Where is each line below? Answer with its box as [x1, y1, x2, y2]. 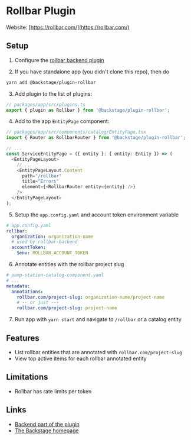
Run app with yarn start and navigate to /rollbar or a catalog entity [14, 316, 182, 323]
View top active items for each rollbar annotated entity [14, 355, 147, 362]
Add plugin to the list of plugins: [14, 90, 93, 97]
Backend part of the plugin [14, 420, 80, 428]
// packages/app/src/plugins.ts [6, 102, 85, 108]
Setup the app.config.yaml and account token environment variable [14, 211, 179, 218]
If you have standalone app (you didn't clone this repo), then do [14, 68, 170, 75]
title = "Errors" [21, 179, 60, 185]
